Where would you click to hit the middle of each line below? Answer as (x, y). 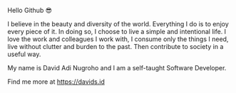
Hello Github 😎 (30, 10)
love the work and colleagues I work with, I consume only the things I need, (118, 39)
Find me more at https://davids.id (56, 82)
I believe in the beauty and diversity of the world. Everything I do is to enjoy (118, 24)
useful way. (24, 54)
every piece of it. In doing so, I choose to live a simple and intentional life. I (117, 32)
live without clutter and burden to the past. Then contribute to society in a (116, 46)
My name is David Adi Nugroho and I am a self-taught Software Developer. (117, 68)
